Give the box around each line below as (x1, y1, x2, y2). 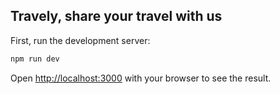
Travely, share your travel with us (10, 8, 223, 25)
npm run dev (10, 54, 60, 64)
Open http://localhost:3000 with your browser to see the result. (10, 72, 272, 84)
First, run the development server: (10, 34, 151, 46)
